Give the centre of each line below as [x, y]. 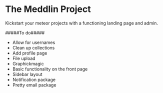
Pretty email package [34, 85]
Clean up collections [33, 47]
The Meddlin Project [48, 9]
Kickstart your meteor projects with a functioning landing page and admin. [82, 23]
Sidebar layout [27, 74]
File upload [24, 58]
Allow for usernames [34, 42]
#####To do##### [25, 32]
